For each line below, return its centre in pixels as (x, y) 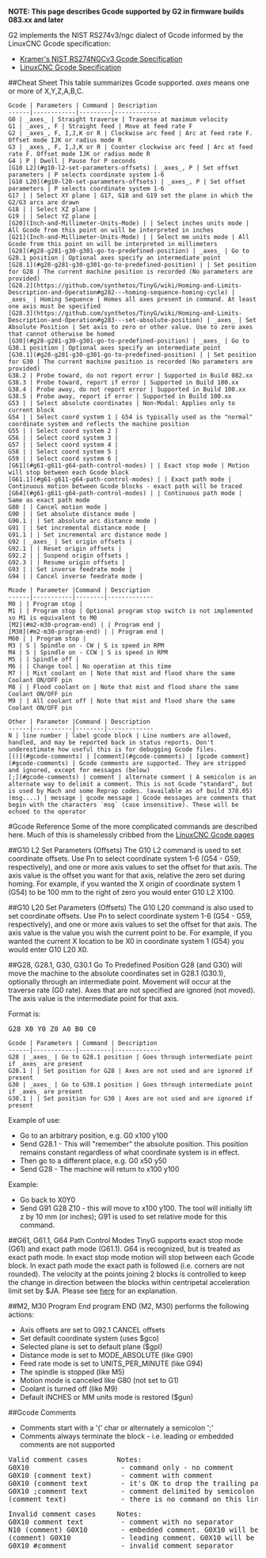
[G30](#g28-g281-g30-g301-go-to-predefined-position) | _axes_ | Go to (129, 341)
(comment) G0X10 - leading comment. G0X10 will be (131, 1538)
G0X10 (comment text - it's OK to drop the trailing (127, 1483)
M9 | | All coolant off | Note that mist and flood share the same (122, 701)
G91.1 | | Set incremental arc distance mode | (88, 535)
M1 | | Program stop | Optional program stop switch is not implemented (131, 611)
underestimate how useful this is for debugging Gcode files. (113, 749)
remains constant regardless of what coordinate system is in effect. (129, 1152)
